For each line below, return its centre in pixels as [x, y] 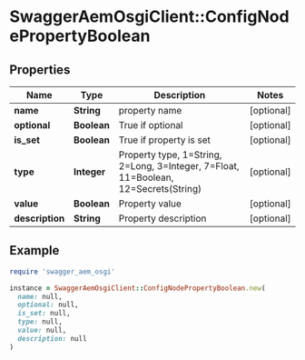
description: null [53, 338]
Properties [40, 70]
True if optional [151, 125]
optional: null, [48, 305]
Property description [162, 218]
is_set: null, [44, 314]
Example [34, 250]
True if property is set [165, 140]
